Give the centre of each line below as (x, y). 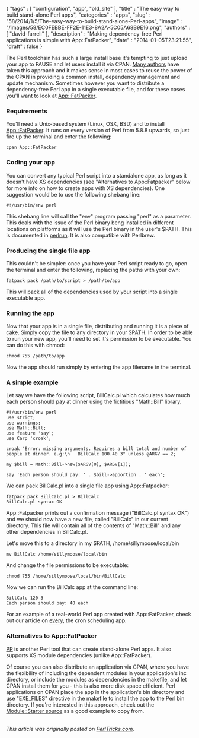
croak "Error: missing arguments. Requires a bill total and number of (96, 449)
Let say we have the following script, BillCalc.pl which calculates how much (98, 395)
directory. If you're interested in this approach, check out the (80, 704)
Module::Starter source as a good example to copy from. (75, 711)
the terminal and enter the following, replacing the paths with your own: (93, 270)
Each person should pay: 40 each (47, 603)
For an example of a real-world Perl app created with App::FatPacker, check (99, 615)
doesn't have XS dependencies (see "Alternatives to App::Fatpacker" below (98, 182)
